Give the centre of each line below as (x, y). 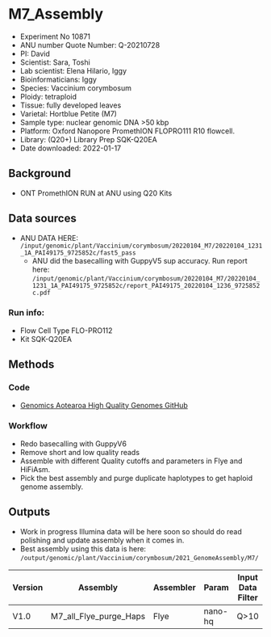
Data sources (42, 219)
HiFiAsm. (35, 469)
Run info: (27, 313)
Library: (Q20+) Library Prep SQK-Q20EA (88, 139)
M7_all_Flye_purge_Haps (98, 616)
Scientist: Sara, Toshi (55, 62)
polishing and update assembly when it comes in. (102, 540)
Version (28, 587)
